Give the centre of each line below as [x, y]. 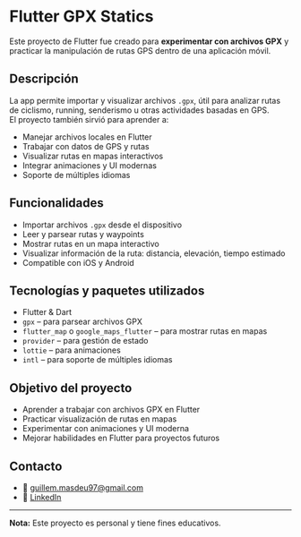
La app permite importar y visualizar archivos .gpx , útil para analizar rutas [145, 100]
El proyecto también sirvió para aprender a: [89, 119]
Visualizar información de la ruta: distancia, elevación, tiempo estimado [154, 253]
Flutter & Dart [47, 312]
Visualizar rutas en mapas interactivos [93, 156]
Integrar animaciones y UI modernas [89, 165]
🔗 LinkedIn [42, 497]
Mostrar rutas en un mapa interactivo [90, 243]
